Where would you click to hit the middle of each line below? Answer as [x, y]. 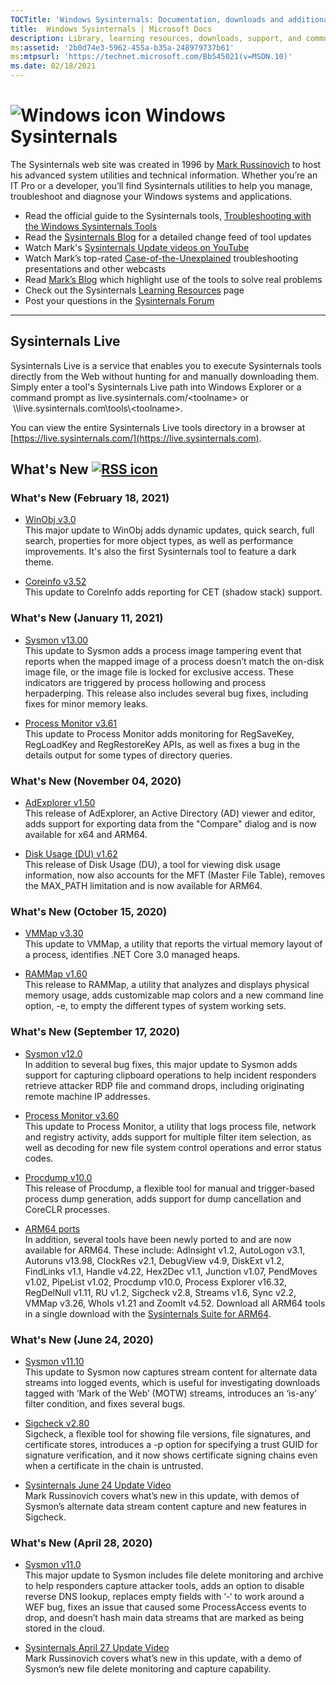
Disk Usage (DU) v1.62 [71, 854]
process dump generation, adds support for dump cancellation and [163, 1198]
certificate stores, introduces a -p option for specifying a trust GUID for [171, 1444]
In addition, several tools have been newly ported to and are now [158, 1239]
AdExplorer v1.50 [60, 803]
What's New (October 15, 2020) [89, 911]
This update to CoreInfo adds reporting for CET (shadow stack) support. [173, 592]
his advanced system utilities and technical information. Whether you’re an [164, 175]
